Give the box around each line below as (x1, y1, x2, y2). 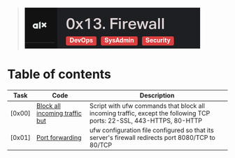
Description (139, 91, 175, 100)
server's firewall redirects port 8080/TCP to (90, 133, 215, 141)
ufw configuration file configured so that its (90, 126, 215, 134)
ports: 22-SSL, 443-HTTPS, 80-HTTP (90, 116, 203, 125)
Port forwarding (36, 133, 82, 141)
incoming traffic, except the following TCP (90, 109, 211, 117)
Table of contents (7, 67, 112, 82)
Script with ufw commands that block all (90, 102, 205, 110)
